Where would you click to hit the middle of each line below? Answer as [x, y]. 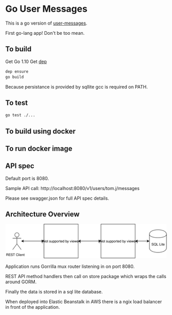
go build [15, 77]
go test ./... [20, 115]
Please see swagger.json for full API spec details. [57, 198]
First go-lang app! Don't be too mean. [45, 33]
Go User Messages [47, 9]
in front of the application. [33, 307]
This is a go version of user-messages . [46, 23]
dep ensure [17, 71]
